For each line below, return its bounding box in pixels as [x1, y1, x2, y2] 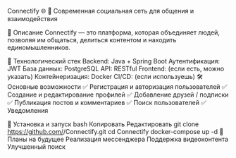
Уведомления [7, 107, 49, 114]
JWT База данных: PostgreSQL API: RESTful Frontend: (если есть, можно [7, 64, 225, 73]
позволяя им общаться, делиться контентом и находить [7, 36, 177, 44]
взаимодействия [7, 15, 58, 23]
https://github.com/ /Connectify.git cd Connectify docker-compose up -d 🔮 [7, 128, 224, 135]
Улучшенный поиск [7, 142, 66, 151]
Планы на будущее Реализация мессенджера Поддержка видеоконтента [7, 135, 229, 143]
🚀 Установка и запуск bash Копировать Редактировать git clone [7, 120, 199, 128]
